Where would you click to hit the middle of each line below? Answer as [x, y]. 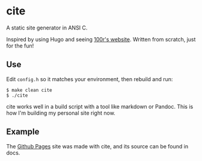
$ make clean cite [29, 90]
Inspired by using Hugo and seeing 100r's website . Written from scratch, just [101, 39]
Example [23, 132]
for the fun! [20, 46]
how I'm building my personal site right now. [61, 113]
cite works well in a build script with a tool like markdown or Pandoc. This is [100, 106]
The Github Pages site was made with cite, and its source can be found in [97, 146]
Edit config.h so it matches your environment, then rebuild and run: [90, 79]
